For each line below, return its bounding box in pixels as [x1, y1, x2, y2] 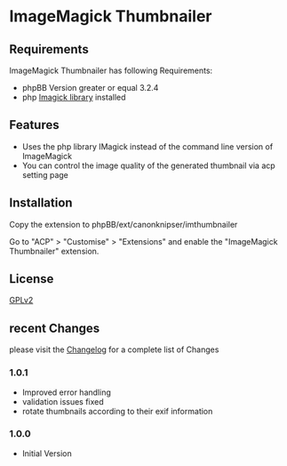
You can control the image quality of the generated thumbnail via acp [21, 160, 275, 171]
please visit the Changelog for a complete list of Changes [9, 344, 219, 355]
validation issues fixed [21, 396, 104, 406]
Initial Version [21, 447, 73, 459]
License [9, 271, 54, 286]
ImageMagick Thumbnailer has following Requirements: [9, 65, 213, 76]
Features [9, 117, 60, 133]
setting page [21, 169, 69, 180]
